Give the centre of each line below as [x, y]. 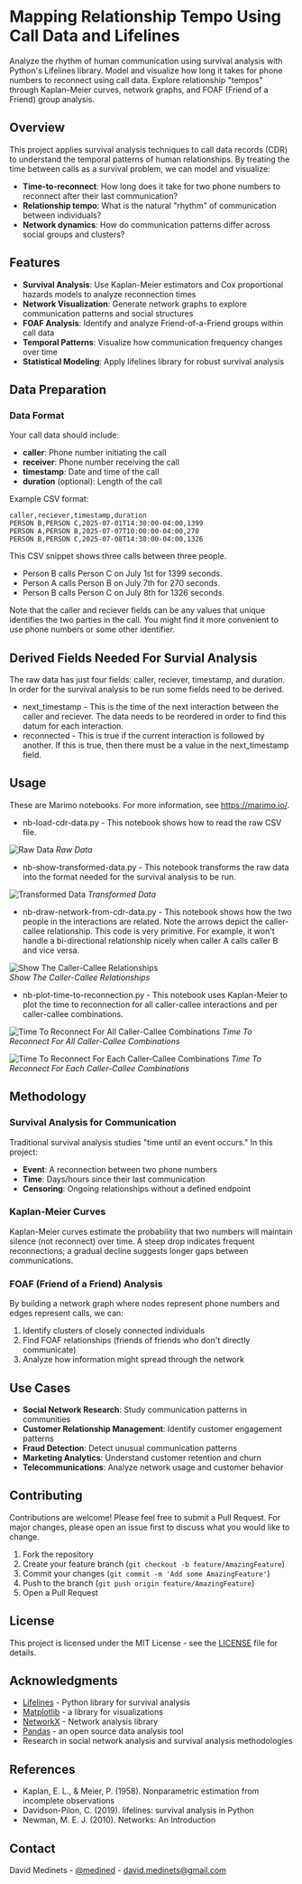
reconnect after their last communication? [100, 195]
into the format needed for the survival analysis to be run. [129, 876]
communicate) [49, 1350]
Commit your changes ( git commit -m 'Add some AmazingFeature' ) [146, 1573]
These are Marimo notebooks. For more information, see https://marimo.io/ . [150, 805]
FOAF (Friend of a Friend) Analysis [86, 1284]
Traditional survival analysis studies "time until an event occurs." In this [141, 1142]
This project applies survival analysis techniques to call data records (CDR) [149, 149]
